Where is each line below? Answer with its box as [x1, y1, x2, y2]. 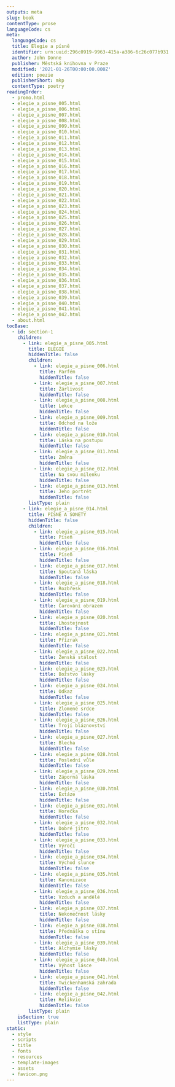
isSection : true [17, 1014, 60, 1020]
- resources [12, 1054, 43, 1060]
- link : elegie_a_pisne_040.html [33, 957, 120, 963]
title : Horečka [39, 808, 79, 814]
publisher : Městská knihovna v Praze [12, 60, 109, 66]
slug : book [6, 15, 34, 21]
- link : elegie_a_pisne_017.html [33, 563, 120, 569]
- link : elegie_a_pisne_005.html [22, 340, 109, 346]
